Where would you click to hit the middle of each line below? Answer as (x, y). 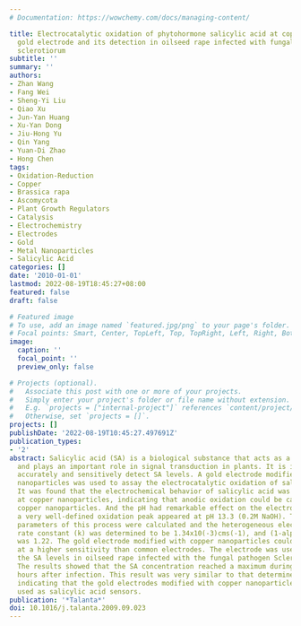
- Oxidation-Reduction (52, 176)
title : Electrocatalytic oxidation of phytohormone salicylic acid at (144, 34)
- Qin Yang (30, 143)
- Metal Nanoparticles (52, 251)
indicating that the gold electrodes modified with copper (130, 583)
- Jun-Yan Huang (39, 117)
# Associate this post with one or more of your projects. (126, 391)
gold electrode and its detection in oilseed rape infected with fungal (156, 42)
